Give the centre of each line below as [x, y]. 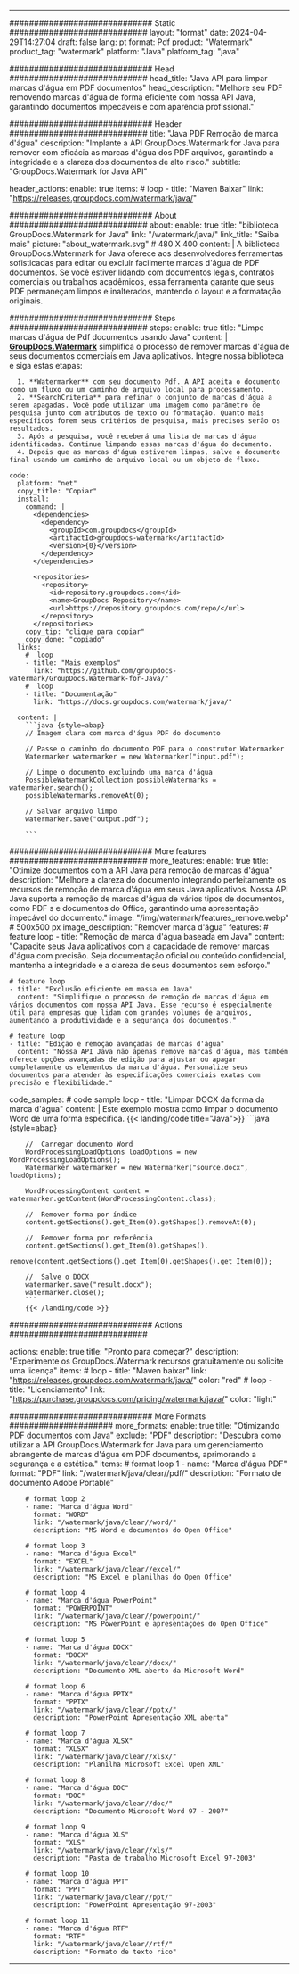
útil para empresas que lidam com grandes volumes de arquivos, [131, 1013]
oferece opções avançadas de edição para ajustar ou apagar [123, 1059]
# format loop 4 [56, 1593]
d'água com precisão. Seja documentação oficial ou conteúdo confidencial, [148, 955]
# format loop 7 [56, 1733]
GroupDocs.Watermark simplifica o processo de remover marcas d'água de [149, 346]
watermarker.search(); [51, 788]
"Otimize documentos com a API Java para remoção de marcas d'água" [141, 870]
